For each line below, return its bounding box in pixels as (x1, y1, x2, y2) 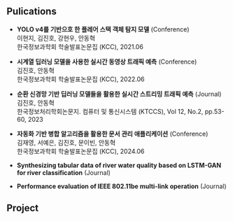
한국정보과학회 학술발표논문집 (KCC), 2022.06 (16, 75, 145, 83)
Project (6, 202, 39, 214)
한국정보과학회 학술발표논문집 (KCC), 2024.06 (16, 147, 145, 155)
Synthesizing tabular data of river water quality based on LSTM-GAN (16, 161, 222, 169)
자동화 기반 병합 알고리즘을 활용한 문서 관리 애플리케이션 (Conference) (16, 129, 209, 138)
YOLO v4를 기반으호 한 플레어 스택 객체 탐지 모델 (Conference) (16, 24, 190, 34)
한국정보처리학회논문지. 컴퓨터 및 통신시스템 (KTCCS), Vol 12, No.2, (16, 107, 204, 115)
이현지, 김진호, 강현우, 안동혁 (16, 34, 96, 42)
